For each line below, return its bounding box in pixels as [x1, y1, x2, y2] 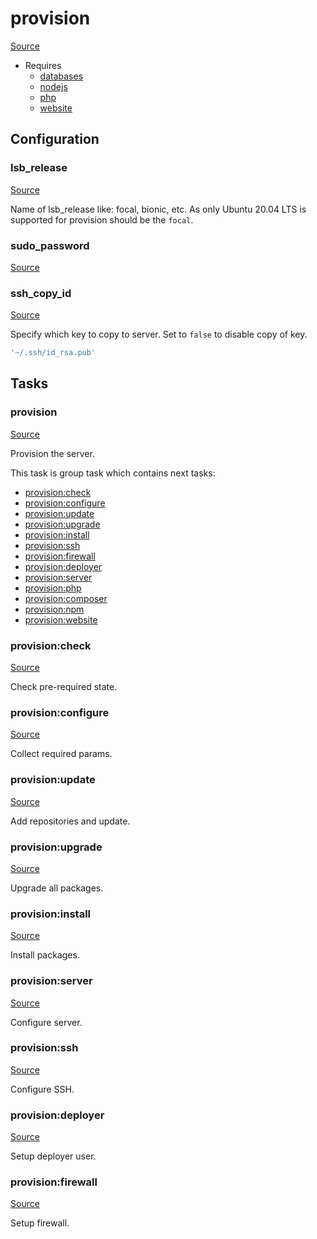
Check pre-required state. [10, 681, 118, 693]
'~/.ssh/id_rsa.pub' [10, 348, 97, 358]
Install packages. [10, 949, 80, 961]
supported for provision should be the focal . [10, 213, 194, 226]
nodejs [39, 80, 68, 92]
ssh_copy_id [10, 286, 72, 300]
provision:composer [24, 592, 108, 604]
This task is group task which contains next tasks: [10, 467, 216, 479]
